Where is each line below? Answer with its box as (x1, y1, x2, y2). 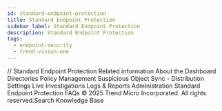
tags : (7, 36, 23, 42)
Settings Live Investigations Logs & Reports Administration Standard (7, 82, 201, 90)
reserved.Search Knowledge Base (7, 96, 104, 104)
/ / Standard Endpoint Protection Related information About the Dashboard (7, 66, 216, 75)
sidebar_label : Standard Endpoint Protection (7, 23, 140, 29)
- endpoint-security (13, 42, 72, 49)
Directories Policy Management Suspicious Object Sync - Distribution (7, 74, 205, 82)
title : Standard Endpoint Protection (7, 16, 116, 23)
